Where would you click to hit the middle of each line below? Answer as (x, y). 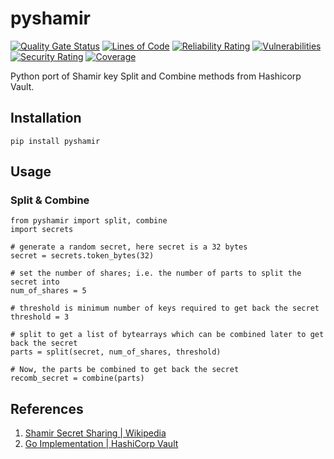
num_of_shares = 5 (48, 291)
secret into (35, 282)
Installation (46, 118)
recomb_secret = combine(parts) (77, 378)
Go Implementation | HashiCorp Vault (101, 444)
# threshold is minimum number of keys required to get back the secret (165, 308)
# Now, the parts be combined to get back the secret (125, 370)
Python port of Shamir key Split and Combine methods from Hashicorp (156, 76)
